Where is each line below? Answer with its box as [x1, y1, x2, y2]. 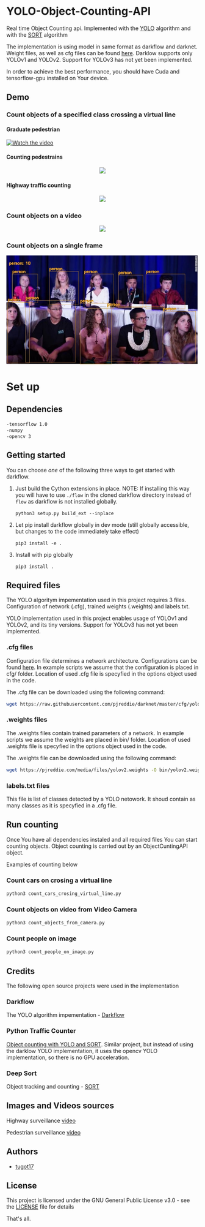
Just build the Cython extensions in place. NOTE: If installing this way [15, 485, 190, 492]
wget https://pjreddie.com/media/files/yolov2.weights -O [6, 767, 157, 773]
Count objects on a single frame [6, 241, 103, 250]
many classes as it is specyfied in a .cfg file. [6, 802, 117, 809]
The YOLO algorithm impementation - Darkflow [6, 1011, 125, 1019]
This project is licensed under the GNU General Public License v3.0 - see [6, 1196, 190, 1204]
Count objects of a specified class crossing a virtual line [6, 110, 176, 119]
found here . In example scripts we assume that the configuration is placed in [6, 663, 199, 671]
